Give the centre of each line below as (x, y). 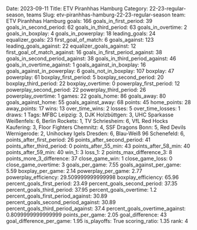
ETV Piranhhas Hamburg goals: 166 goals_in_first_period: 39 (79, 21)
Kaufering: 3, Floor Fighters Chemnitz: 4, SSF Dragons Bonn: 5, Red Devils (96, 127)
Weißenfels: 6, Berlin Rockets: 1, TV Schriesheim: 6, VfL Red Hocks (87, 121)
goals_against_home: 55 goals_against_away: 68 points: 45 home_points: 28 (98, 102)
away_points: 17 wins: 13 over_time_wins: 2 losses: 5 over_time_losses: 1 (93, 109)
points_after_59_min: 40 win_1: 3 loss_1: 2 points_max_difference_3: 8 (89, 152)
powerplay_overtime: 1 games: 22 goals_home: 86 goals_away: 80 (86, 96)
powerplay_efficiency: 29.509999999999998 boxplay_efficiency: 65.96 (93, 177)
